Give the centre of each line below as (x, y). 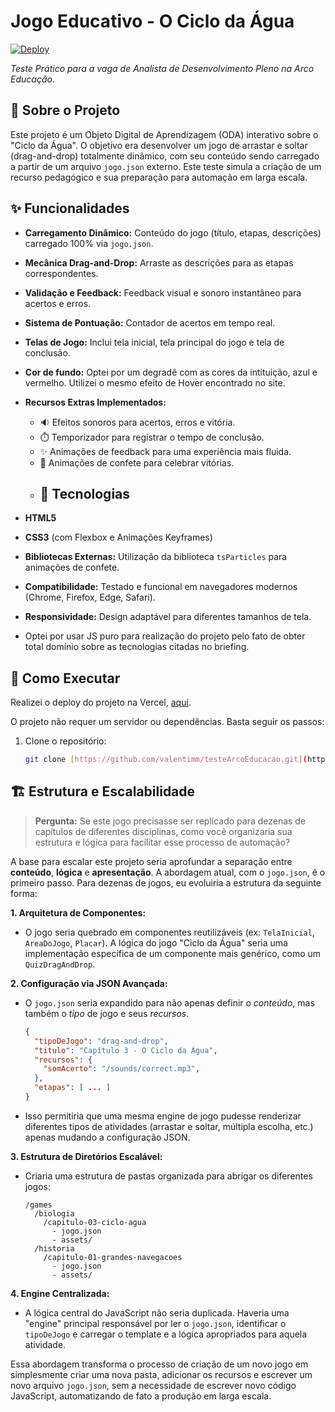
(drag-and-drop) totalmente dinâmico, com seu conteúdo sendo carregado (165, 156)
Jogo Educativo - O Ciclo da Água (152, 21)
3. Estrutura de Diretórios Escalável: (86, 1156)
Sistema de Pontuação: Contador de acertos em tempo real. (150, 322)
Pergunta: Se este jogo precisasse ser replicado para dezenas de (170, 821)
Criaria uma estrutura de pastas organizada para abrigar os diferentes (168, 1176)
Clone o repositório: (65, 741)
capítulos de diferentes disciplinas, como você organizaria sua (163, 831)
